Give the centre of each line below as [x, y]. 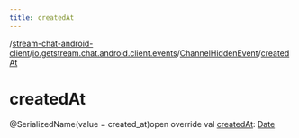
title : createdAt [42, 18]
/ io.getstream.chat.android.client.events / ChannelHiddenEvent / [145, 53]
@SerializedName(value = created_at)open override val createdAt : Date [142, 124]
